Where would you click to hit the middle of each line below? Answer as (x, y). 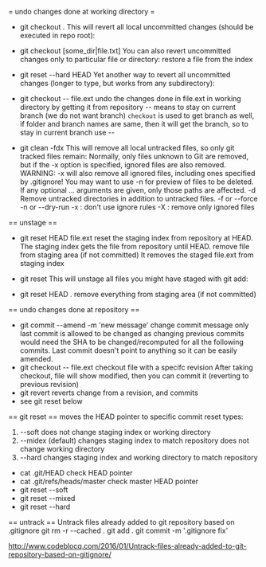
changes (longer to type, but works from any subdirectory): (117, 83)
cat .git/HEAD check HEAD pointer (76, 473)
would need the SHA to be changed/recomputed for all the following (132, 342)
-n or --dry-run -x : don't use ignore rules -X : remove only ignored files (137, 207)
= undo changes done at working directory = (82, 12)
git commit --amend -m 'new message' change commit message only (134, 325)
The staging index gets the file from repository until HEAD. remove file (135, 246)
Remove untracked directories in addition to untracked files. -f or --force (139, 199)
